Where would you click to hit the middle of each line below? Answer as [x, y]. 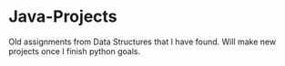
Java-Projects [63, 17]
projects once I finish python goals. [75, 51]
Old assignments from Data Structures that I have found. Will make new [142, 42]
